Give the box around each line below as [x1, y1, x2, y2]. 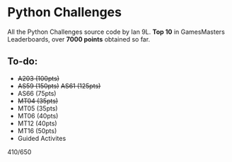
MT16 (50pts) [17, 126, 57, 135]
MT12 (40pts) [17, 119, 58, 127]
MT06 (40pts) [17, 111, 59, 120]
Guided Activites [17, 134, 66, 142]
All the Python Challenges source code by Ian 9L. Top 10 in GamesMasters [7, 27, 225, 36]
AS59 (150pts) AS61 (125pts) [17, 82, 101, 90]
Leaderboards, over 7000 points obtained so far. [7, 35, 151, 43]
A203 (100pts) [17, 74, 60, 82]
